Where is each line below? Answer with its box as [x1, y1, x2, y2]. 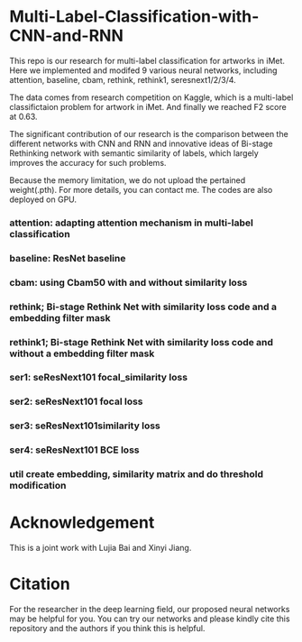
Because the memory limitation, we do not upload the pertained [9, 174, 246, 186]
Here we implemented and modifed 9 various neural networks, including [9, 65, 278, 76]
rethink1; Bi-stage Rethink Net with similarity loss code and [9, 335, 273, 348]
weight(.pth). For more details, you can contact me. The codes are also [9, 184, 273, 195]
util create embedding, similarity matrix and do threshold [9, 468, 264, 481]
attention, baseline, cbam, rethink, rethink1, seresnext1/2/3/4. [9, 74, 236, 85]
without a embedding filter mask [9, 347, 155, 360]
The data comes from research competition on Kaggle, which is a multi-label [9, 92, 294, 103]
